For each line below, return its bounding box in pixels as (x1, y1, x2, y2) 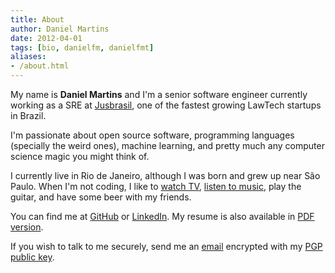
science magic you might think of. (10, 151, 150, 162)
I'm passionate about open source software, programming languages (10, 129, 295, 141)
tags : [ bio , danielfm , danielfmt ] (10, 42, 155, 53)
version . (10, 221, 44, 233)
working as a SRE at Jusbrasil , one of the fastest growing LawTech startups (10, 99, 322, 111)
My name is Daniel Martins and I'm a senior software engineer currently (10, 89, 308, 100)
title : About (10, 14, 65, 25)
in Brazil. (10, 110, 47, 121)
